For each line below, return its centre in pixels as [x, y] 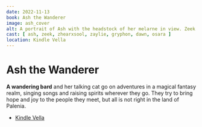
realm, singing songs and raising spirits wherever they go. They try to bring [99, 93]
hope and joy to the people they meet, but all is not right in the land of [93, 99]
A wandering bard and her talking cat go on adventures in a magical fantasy [101, 86]
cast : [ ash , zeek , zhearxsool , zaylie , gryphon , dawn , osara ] [89, 34]
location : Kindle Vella [36, 40]
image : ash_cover [28, 23]
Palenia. [16, 106]
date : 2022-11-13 [28, 12]
